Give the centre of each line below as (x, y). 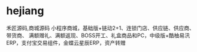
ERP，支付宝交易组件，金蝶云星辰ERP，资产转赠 (66, 43)
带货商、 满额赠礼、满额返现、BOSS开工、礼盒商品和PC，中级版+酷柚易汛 (98, 35)
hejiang (25, 11)
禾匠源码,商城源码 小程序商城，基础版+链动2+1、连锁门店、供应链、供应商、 (100, 28)
